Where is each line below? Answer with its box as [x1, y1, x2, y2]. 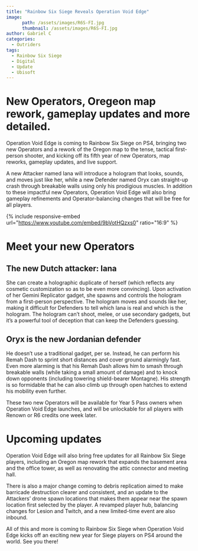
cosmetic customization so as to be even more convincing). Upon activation [6, 286, 191, 293]
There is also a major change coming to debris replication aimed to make [6, 482, 184, 489]
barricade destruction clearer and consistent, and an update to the [6, 488, 168, 495]
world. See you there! [6, 537, 59, 545]
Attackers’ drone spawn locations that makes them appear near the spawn [6, 495, 188, 502]
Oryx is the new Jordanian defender [6, 334, 141, 344]
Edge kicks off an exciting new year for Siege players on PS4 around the [6, 531, 183, 539]
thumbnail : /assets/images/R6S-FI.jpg [21, 25, 118, 31]
